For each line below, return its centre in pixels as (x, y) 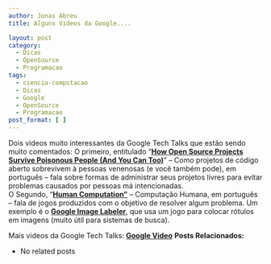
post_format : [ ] (38, 120)
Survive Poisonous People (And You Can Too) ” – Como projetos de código (133, 160)
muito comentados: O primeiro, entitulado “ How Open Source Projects (126, 151)
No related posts (48, 251)
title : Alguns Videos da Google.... (70, 23)
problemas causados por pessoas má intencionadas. (96, 186)
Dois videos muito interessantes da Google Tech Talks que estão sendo (127, 143)
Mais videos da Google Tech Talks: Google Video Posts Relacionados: (126, 235)
